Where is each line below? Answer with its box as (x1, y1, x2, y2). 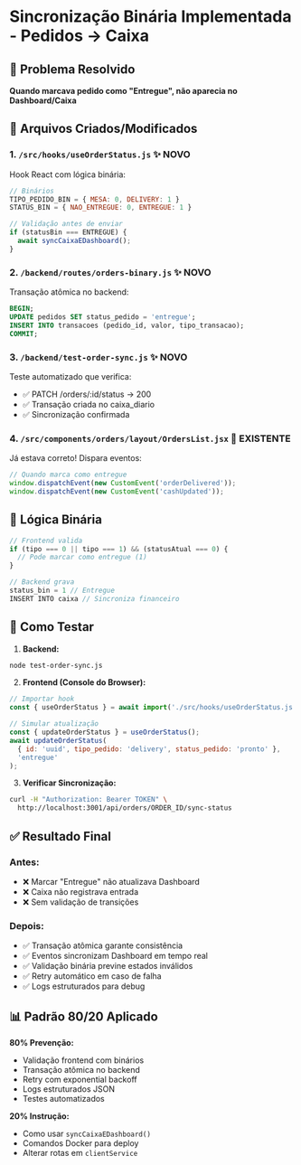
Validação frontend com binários (22, 1055, 145, 1066)
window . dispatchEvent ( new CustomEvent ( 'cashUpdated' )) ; (9, 486, 224, 496)
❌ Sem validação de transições (22, 897, 139, 907)
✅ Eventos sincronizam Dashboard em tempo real (22, 951, 208, 962)
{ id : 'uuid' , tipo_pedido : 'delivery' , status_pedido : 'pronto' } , (17, 744, 281, 754)
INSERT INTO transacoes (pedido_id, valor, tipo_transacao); (9, 321, 245, 330)
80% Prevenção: (9, 1038, 74, 1048)
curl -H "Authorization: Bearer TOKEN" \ (9, 795, 168, 804)
